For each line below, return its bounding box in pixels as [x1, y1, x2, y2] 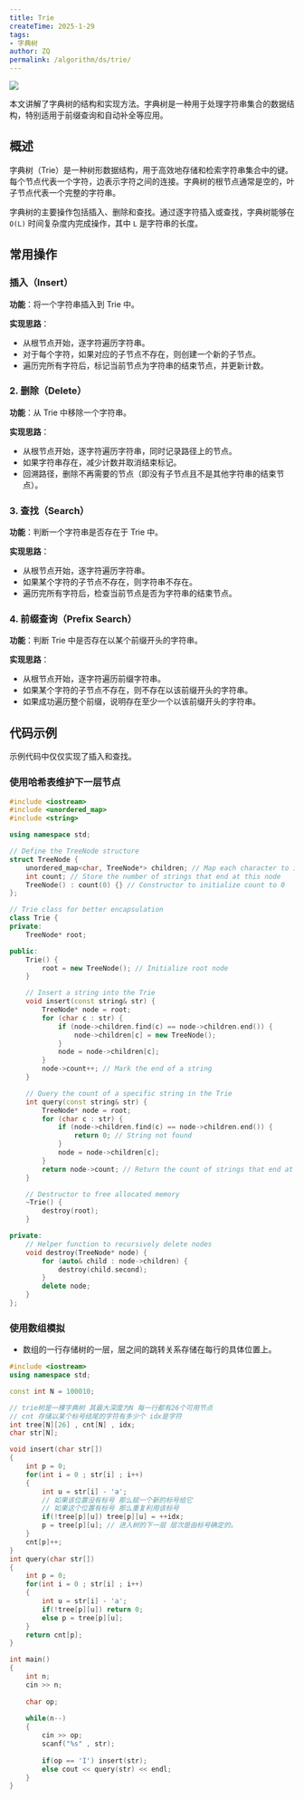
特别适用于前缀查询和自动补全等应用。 [24, 110, 168, 121]
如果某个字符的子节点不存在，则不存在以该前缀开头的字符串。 [22, 685, 253, 696]
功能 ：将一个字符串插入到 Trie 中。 [9, 298, 140, 309]
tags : [9, 30, 30, 39]
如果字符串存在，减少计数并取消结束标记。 [22, 457, 182, 468]
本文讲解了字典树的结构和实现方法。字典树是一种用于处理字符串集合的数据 [9, 99, 287, 109]
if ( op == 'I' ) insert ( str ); [42, 1755, 147, 1765]
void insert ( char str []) [9, 1445, 103, 1455]
